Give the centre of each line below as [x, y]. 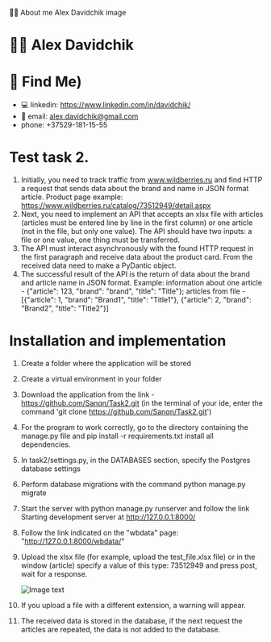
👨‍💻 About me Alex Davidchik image [68, 13]
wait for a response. [54, 574]
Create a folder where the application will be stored [106, 363]
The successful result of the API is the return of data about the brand [135, 274]
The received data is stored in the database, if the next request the [131, 621]
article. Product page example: [72, 197]
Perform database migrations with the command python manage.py [133, 484]
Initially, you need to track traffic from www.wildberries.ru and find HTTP [142, 180]
